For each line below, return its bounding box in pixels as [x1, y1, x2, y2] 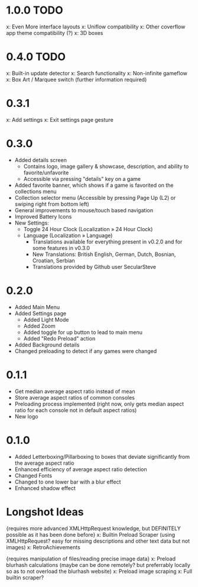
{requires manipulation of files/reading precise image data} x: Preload [6, 555, 176, 562]
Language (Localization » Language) [23, 232, 113, 239]
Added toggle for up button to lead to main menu [23, 329, 143, 336]
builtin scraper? [6, 574, 44, 581]
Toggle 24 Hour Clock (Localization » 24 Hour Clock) [23, 225, 153, 232]
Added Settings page [14, 310, 67, 317]
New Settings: [14, 219, 49, 226]
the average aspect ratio [14, 459, 74, 466]
